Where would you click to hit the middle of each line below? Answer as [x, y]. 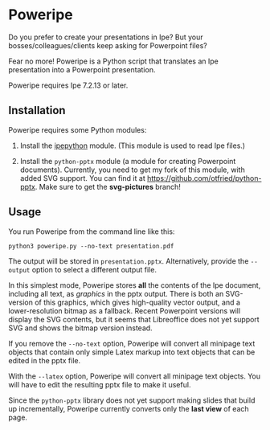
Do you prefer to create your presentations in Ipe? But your [106, 37]
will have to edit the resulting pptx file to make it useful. [100, 384]
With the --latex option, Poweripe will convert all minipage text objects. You [135, 376]
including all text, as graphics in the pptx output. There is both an [116, 293]
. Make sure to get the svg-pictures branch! [108, 186]
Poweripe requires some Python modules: [78, 129]
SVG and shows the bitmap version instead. [80, 328]
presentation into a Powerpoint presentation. [82, 69]
